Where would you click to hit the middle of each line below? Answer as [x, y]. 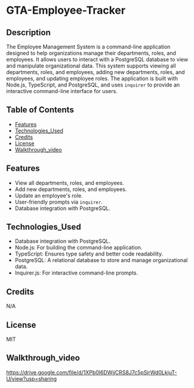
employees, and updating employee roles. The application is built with [92, 78]
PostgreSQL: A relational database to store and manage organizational [101, 260]
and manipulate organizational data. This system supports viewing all [91, 66]
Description [28, 33]
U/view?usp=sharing [32, 378]
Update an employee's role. [49, 195]
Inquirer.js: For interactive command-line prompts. [76, 273]
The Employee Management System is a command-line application [88, 47]
